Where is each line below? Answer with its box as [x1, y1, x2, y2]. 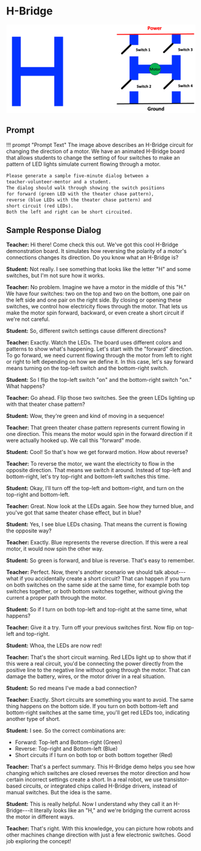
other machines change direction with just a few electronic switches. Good [6, 831, 191, 838]
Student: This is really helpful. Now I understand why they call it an [6, 800, 173, 808]
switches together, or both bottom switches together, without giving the [6, 588, 183, 595]
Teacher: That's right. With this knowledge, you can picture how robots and [6, 825, 194, 832]
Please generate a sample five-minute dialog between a [6, 173, 149, 179]
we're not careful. [6, 316, 50, 323]
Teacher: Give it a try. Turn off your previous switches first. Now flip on [6, 624, 182, 631]
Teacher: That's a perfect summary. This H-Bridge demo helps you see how [6, 763, 195, 770]
